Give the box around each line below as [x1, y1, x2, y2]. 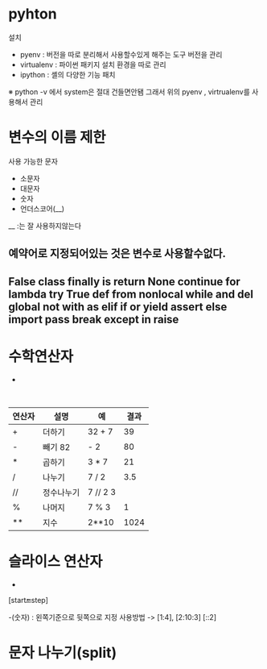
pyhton [8, 5, 58, 23]
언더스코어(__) [19, 203, 65, 214]
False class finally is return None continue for [8, 275, 241, 289]
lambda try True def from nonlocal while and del [8, 287, 254, 301]
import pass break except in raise [8, 312, 179, 326]
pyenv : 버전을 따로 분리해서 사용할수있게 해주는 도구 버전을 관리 [19, 49, 223, 59]
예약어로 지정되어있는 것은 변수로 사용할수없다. [8, 247, 227, 260]
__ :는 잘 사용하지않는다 [8, 221, 82, 231]
